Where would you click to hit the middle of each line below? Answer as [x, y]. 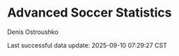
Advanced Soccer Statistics [89, 13]
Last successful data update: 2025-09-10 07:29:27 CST [87, 45]
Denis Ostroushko [33, 32]
